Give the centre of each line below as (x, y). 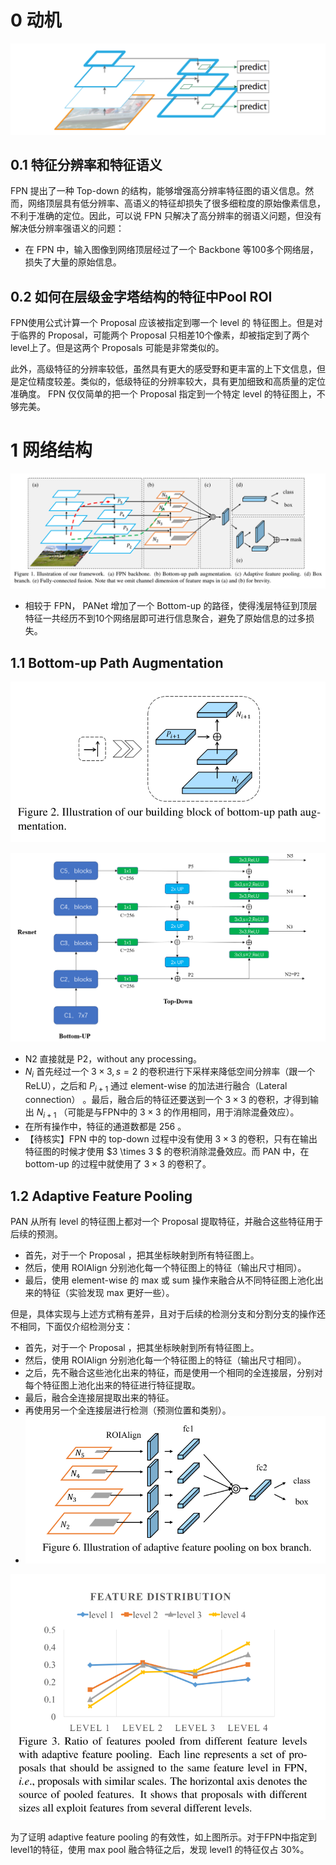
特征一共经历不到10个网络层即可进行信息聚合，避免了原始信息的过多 (165, 618)
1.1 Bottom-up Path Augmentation (117, 662)
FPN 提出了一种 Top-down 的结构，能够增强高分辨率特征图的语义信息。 (158, 191)
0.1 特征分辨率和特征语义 (86, 165)
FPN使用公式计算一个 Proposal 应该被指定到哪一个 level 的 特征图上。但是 (162, 323)
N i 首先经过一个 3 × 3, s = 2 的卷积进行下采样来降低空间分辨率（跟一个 (170, 1072)
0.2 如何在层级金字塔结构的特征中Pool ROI (141, 296)
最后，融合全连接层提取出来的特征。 (99, 1397)
